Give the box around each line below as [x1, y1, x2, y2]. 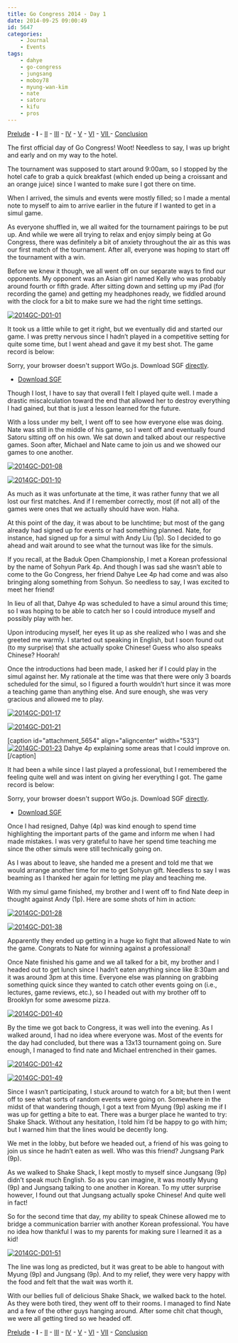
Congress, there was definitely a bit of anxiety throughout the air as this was [7, 237, 231, 246]
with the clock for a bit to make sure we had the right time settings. [7, 297, 203, 305]
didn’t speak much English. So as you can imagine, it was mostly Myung [7, 1175, 219, 1184]
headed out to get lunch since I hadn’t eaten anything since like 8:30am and [7, 965, 229, 974]
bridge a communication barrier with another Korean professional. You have [7, 1220, 229, 1228]
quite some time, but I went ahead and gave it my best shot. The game [7, 339, 214, 348]
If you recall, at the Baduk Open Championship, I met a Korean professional [7, 555, 227, 563]
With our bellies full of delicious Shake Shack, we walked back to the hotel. [7, 1291, 227, 1300]
